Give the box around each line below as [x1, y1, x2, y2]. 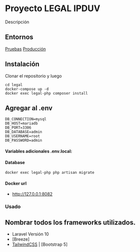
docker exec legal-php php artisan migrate [5, 170, 95, 175]
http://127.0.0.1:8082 [12, 191, 52, 197]
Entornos [5, 33, 34, 41]
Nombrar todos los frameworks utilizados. [5, 218, 136, 226]
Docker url [5, 180, 27, 186]
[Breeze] [12, 236, 30, 242]
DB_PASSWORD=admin [5, 138, 42, 143]
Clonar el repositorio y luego [5, 73, 62, 79]
